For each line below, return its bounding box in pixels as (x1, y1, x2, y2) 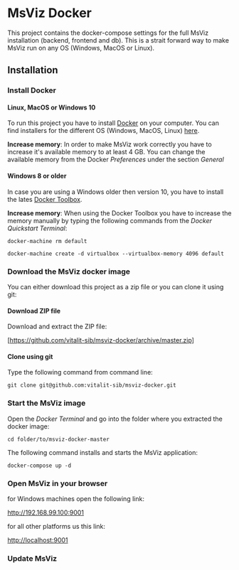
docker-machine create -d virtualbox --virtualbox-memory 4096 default (7, 250, 224, 257)
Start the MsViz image (7, 398, 86, 408)
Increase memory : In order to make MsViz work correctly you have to (7, 140, 212, 149)
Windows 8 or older (7, 172, 67, 181)
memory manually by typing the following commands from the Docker (7, 216, 212, 225)
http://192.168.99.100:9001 (7, 508, 84, 517)
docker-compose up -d (7, 462, 72, 469)
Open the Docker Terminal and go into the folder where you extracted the (7, 414, 223, 423)
